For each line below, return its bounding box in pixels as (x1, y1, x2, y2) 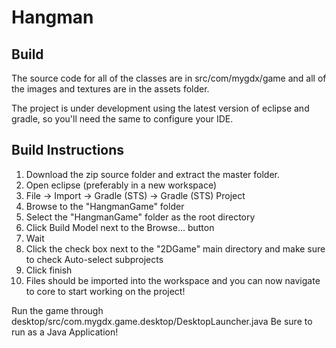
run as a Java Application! (11, 326, 119, 338)
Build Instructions (11, 142, 125, 159)
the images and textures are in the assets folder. (11, 83, 210, 95)
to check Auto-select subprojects (25, 253, 164, 265)
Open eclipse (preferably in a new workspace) (25, 179, 218, 191)
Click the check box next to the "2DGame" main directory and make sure (25, 242, 326, 255)
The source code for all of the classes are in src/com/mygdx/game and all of (11, 72, 327, 84)
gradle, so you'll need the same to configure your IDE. (11, 113, 234, 125)
